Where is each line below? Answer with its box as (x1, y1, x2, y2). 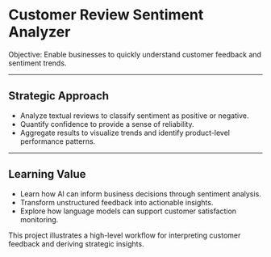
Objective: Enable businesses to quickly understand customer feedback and (8, 49, 262, 59)
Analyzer (8, 23, 71, 41)
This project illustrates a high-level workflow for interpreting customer (8, 230, 241, 240)
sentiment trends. (8, 58, 67, 68)
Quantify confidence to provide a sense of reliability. (19, 119, 194, 128)
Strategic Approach (8, 89, 110, 103)
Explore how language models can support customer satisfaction (19, 206, 236, 216)
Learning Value (8, 167, 86, 181)
